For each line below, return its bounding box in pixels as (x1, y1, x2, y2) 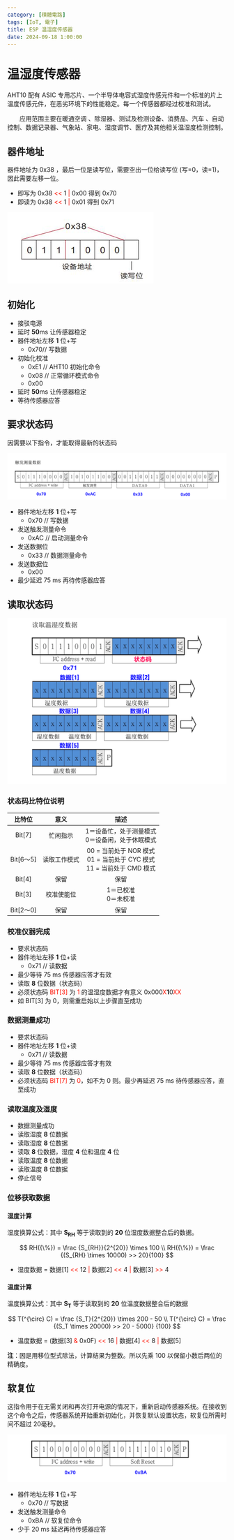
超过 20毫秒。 (19, 1419, 60, 1428)
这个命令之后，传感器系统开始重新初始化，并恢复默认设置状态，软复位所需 (7, 1411, 221, 1419)
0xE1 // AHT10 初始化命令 (27, 362, 101, 371)
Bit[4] (15, 875, 32, 883)
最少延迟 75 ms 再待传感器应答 (17, 576, 106, 584)
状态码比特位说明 (7, 796, 65, 806)
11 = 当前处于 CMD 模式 (86, 864, 156, 872)
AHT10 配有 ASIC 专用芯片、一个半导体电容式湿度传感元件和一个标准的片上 (7, 91, 223, 99)
